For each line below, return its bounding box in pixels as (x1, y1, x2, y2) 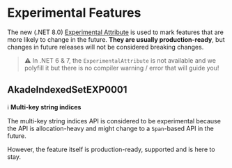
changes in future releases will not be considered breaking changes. (7, 43, 204, 51)
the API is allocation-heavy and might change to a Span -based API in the (7, 124, 214, 132)
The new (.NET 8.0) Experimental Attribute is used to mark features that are (7, 28, 224, 36)
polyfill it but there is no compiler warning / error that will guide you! (24, 63, 219, 72)
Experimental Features (7, 5, 141, 21)
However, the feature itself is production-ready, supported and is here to (7, 145, 215, 153)
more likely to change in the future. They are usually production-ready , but (7, 35, 225, 43)
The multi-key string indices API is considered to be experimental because (7, 116, 222, 125)
